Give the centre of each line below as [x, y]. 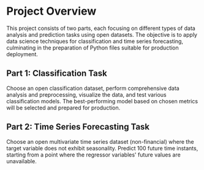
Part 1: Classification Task [57, 74]
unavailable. [21, 161]
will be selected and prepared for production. [63, 108]
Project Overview [51, 11]
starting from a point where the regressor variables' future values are [93, 155]
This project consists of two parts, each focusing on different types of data [101, 28]
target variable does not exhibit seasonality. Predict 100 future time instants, [102, 148]
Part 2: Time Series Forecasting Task [78, 127]
